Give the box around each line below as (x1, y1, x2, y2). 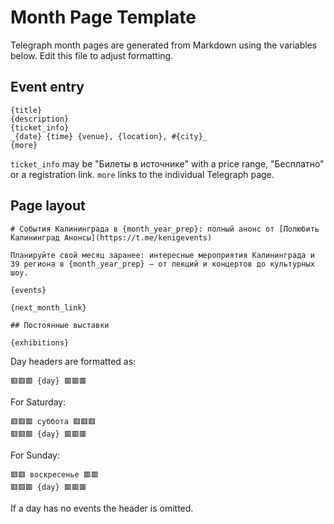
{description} (10, 114, 70, 124)
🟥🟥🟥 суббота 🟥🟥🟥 (10, 416, 96, 426)
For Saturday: (10, 396, 67, 408)
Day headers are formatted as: (10, 355, 137, 367)
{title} (10, 105, 43, 115)
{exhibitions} (10, 337, 70, 348)
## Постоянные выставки (10, 320, 110, 330)
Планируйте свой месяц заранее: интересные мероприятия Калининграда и (10, 250, 315, 260)
